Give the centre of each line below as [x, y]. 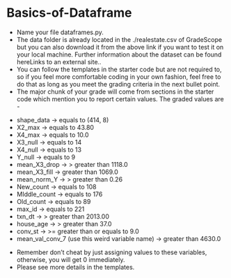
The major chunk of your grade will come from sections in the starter [115, 92]
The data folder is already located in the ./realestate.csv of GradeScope [119, 39]
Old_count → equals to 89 [54, 201]
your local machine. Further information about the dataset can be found [119, 54]
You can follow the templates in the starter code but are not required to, [119, 69]
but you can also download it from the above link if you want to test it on [120, 47]
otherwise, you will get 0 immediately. [71, 259]
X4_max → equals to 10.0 [53, 135]
